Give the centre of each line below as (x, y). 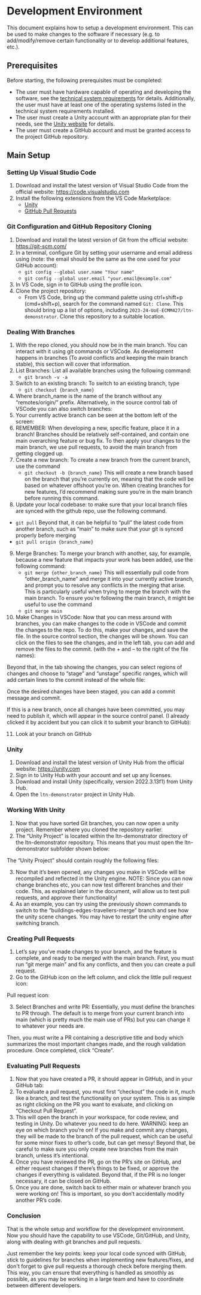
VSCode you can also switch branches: (64, 409)
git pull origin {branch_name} (54, 542)
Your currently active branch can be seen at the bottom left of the (96, 415)
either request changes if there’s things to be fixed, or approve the (97, 1168)
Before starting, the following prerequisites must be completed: (85, 80)
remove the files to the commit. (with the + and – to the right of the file (102, 649)
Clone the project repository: (51, 291)
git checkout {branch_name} (59, 390)
